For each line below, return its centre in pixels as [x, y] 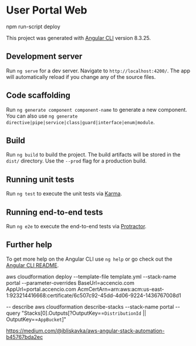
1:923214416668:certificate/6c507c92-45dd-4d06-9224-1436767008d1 [94, 295]
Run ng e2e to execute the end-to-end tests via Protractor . [76, 226]
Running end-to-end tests [55, 212]
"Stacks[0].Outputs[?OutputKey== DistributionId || [84, 313]
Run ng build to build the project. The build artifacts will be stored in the [93, 155]
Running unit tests [40, 179]
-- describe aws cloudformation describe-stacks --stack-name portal [90, 307]
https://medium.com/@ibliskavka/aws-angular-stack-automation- [85, 331]
